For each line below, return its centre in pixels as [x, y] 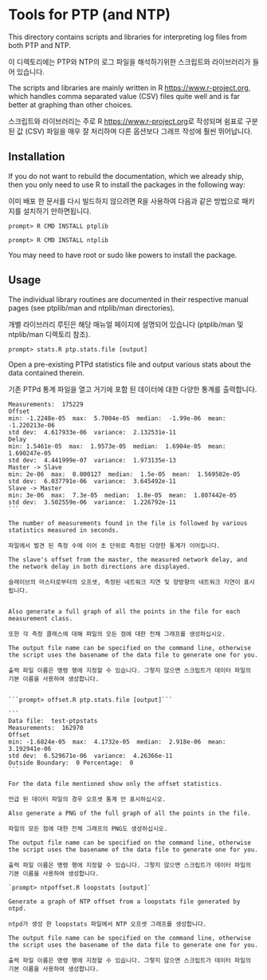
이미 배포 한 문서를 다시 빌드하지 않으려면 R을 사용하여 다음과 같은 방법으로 [124, 200]
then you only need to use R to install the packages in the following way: [127, 184]
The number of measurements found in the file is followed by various [128, 523]
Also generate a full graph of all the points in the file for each [124, 611]
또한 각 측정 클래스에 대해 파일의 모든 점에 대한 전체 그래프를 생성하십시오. [117, 634]
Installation [37, 157]
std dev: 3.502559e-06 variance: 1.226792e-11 [92, 502]
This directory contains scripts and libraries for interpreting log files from [128, 37]
